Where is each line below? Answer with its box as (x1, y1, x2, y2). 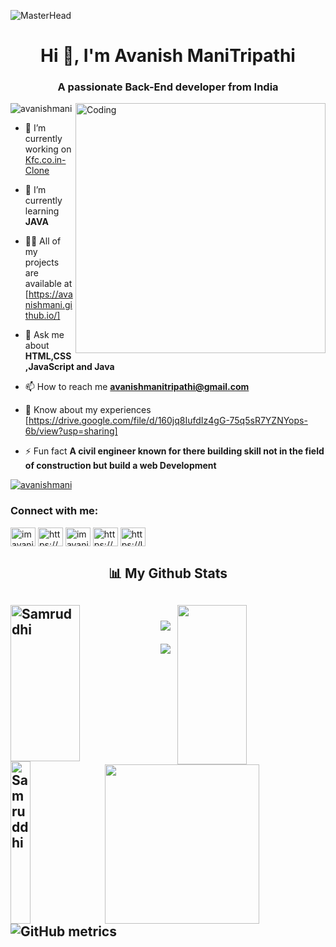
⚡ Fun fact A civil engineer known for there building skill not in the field (24, 445, 325, 457)
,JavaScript (24, 361, 75, 373)
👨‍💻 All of (24, 235, 62, 247)
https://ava (28, 288, 73, 300)
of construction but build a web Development (24, 460, 217, 472)
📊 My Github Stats (108, 565, 228, 582)
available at (24, 278, 73, 290)
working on (24, 143, 72, 155)
